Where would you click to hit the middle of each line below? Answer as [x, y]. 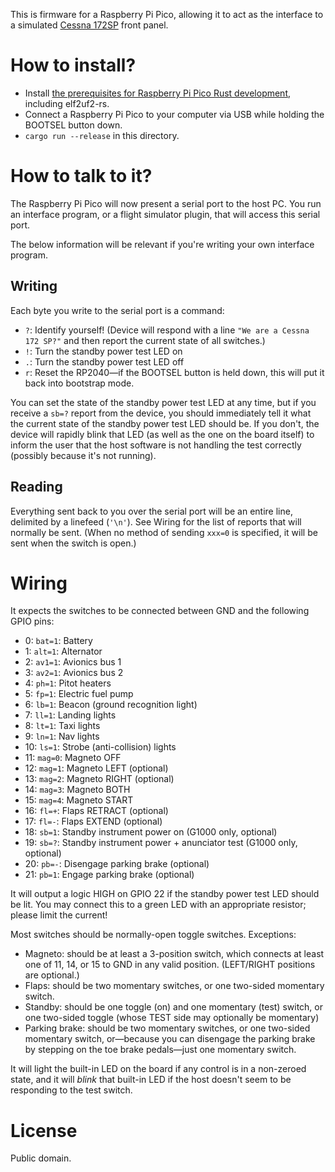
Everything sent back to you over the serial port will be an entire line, [151, 511]
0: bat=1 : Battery [58, 641]
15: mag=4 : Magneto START [79, 800]
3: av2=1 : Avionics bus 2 [74, 673]
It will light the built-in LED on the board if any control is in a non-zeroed [158, 1069]
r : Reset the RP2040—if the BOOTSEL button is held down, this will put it [174, 372]
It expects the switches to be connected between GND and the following [160, 611]
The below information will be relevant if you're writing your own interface [162, 244]
